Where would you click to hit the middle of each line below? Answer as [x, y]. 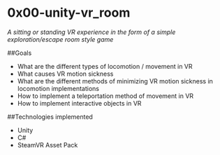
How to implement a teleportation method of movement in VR [105, 96]
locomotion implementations [58, 88]
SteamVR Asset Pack [47, 145]
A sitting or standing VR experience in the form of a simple [91, 32]
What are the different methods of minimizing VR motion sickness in [115, 81]
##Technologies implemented [50, 117]
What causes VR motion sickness [65, 74]
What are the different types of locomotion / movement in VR [105, 66]
